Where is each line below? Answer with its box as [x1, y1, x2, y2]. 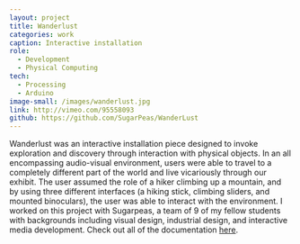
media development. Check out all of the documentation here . [9, 224, 239, 235]
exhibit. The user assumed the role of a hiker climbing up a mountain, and [9, 176, 282, 187]
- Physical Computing [17, 64, 99, 73]
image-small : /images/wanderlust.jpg [9, 96, 151, 106]
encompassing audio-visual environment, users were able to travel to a [9, 158, 272, 168]
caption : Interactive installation [9, 38, 143, 48]
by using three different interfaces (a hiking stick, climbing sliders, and [9, 186, 270, 197]
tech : [9, 72, 30, 81]
